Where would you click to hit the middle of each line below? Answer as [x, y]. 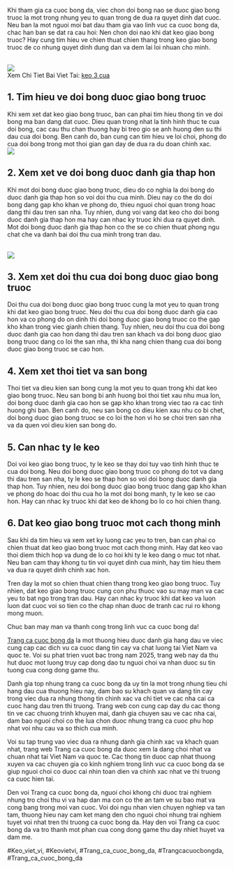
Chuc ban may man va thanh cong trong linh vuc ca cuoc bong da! [103, 626]
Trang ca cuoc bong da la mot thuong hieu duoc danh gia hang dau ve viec [115, 640]
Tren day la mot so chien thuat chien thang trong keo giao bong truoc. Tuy [114, 583]
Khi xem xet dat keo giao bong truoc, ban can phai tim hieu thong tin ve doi [115, 114]
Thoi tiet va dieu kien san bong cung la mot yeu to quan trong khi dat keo [112, 388]
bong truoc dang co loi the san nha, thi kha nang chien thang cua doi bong [115, 341]
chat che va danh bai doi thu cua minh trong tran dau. [85, 234]
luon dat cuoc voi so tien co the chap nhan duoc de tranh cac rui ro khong [114, 605]
